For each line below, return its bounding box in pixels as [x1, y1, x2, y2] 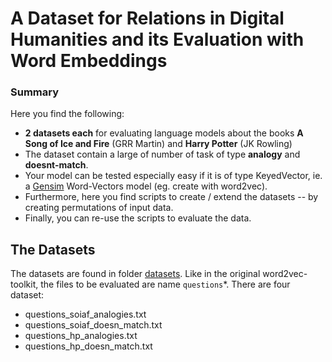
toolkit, [10, 278, 39, 291]
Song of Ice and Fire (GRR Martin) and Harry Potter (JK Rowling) [24, 138, 293, 150]
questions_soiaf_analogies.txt [24, 308, 147, 321]
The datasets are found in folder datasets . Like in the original [10, 268, 261, 280]
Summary [10, 85, 60, 99]
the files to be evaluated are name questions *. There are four [40, 278, 291, 291]
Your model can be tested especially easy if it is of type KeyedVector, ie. [24, 170, 323, 182]
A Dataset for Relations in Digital [10, 7, 285, 30]
